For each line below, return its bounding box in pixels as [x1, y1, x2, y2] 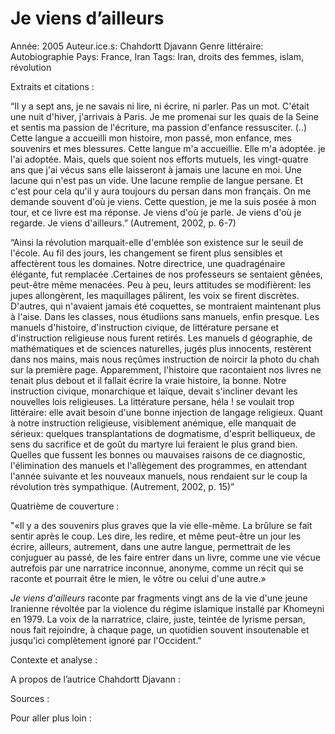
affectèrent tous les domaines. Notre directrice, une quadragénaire [10, 257, 286, 269]
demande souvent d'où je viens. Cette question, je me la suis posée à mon [10, 195, 317, 207]
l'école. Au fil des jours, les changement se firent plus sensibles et [10, 247, 283, 259]
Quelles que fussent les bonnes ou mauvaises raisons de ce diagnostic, [10, 448, 306, 461]
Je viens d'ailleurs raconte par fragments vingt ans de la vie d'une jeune [10, 592, 308, 604]
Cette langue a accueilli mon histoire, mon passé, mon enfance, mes [10, 132, 292, 144]
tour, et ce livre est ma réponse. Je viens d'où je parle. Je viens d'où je [10, 206, 302, 218]
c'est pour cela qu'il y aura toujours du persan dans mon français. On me [10, 185, 312, 197]
